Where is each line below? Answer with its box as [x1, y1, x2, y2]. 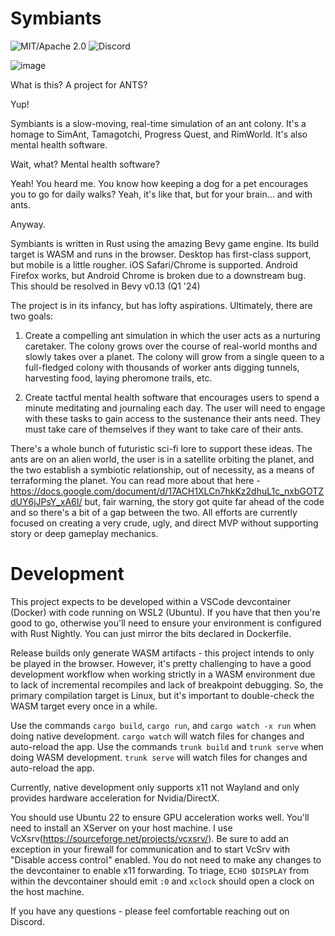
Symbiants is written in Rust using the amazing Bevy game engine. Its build [10, 237, 320, 249]
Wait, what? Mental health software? [10, 158, 160, 170]
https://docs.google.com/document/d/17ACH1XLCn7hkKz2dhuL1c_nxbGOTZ [10, 485, 325, 497]
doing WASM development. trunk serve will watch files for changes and [10, 751, 308, 763]
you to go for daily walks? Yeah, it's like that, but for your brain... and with [10, 188, 313, 200]
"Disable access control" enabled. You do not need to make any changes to [10, 853, 322, 866]
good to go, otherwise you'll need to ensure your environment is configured [10, 617, 322, 629]
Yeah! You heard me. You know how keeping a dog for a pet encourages [10, 177, 309, 189]
